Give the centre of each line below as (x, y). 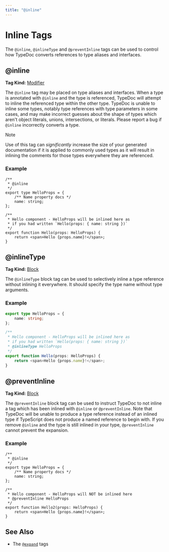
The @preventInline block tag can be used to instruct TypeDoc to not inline (83, 403)
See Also (19, 532)
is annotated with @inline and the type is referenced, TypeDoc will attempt (83, 98)
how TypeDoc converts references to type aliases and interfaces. (73, 54)
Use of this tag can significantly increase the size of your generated (76, 145)
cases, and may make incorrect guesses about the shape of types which (81, 114)
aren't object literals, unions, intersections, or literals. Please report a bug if (83, 119)
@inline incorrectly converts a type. (43, 125)
